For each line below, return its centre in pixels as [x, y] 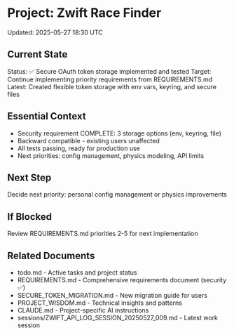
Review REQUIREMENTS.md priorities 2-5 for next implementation [103, 234]
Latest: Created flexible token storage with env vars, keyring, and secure [112, 86]
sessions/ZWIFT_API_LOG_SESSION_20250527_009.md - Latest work [118, 318]
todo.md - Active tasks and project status [77, 272]
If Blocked [30, 217]
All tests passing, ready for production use [78, 148]
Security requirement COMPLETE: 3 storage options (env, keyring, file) [119, 133]
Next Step [29, 177]
